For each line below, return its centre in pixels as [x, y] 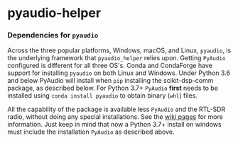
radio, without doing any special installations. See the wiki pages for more [115, 117]
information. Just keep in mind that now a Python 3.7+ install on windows [114, 125]
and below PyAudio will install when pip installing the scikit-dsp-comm [110, 81]
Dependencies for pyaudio [53, 35]
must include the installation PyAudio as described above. [91, 132]
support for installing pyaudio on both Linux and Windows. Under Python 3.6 [119, 73]
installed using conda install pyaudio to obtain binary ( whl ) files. [102, 96]
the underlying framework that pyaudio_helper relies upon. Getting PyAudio [117, 58]
